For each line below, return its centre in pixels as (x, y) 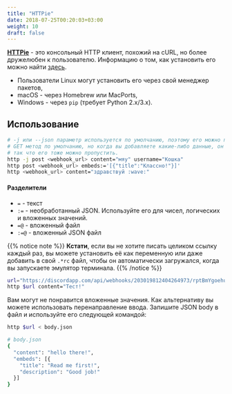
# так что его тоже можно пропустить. (63, 152)
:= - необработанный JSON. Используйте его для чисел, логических (118, 210)
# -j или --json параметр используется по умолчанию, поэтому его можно (114, 140)
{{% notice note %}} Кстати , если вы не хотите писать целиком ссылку (112, 246)
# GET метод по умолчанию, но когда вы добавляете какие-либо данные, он (116, 146)
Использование (43, 124)
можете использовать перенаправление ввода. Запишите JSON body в (113, 307)
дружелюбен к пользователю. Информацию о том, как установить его (112, 60)
